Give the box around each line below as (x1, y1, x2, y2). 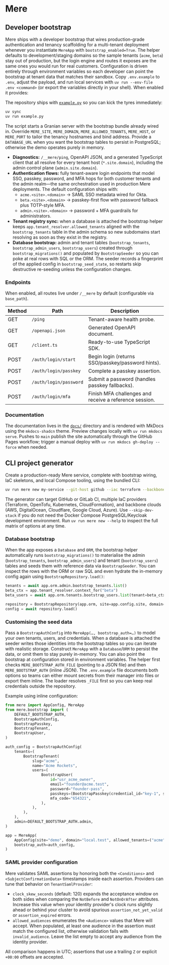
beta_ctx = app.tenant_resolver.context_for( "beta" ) (5, 588, 118, 593)
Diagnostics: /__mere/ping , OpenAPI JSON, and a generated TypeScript (12, 154, 162, 160)
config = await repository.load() (5, 606, 78, 611)
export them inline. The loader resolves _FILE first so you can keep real (5, 678, 152, 684)
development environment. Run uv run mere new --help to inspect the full (5, 518, 158, 524)
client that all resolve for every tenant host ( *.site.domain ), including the (12, 159, 163, 165)
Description (110, 308, 139, 315)
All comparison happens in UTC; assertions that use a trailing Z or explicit (5, 948, 157, 954)
